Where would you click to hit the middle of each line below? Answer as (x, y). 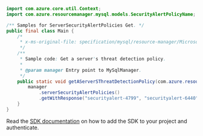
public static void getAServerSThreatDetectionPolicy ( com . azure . (101, 82)
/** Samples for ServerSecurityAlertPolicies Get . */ (76, 25)
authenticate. (23, 128)
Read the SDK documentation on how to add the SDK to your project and (97, 121)
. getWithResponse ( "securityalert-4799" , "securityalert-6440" (118, 99)
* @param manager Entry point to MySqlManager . (81, 70)
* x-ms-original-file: (48, 42)
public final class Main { (40, 31)
